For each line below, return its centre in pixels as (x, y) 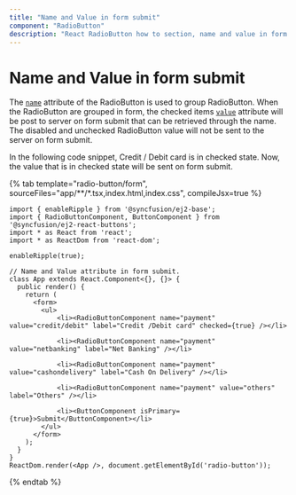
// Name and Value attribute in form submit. (94, 271)
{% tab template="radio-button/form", (78, 184)
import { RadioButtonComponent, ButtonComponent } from (114, 217)
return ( (41, 295)
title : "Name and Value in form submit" (85, 17)
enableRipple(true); (47, 256)
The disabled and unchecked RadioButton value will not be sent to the (137, 130)
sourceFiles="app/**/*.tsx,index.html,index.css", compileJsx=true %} (136, 193)
